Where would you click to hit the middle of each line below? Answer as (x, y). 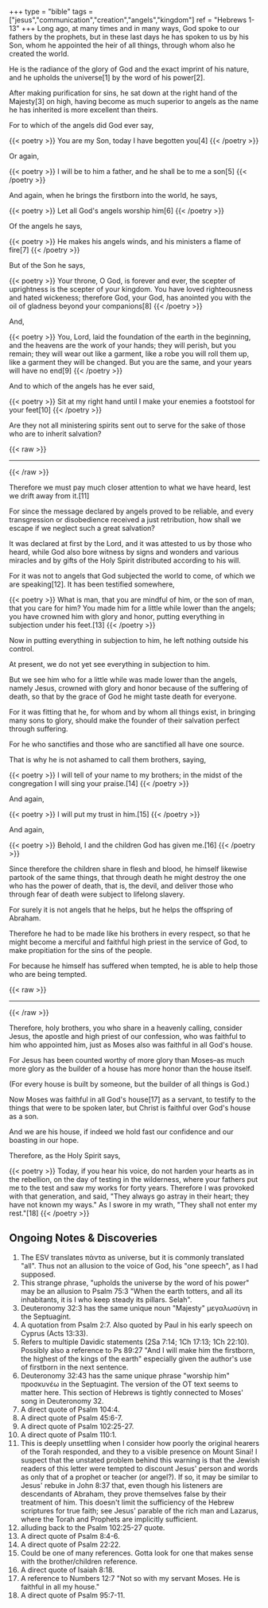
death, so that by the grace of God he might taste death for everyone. (123, 696)
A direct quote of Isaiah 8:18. (67, 1570)
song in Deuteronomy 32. (62, 1401)
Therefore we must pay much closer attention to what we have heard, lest (130, 487)
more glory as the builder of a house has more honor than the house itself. (131, 1069)
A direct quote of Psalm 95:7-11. (73, 1595)
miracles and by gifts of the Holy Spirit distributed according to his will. (125, 560)
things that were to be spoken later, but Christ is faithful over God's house (130, 1108)
